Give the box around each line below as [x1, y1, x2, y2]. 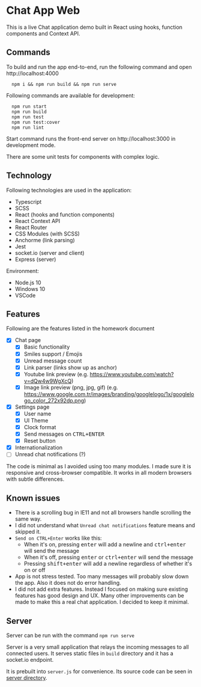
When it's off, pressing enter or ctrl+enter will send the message [23, 554, 194, 561]
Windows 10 [14, 285, 46, 292]
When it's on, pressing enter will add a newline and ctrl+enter [23, 541, 187, 548]
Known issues [6, 493, 61, 503]
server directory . [6, 674, 47, 681]
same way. [14, 515, 42, 523]
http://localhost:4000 [6, 70, 59, 77]
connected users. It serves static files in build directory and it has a [6, 650, 174, 657]
